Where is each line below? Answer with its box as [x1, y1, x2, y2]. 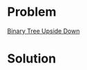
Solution [7, 51, 57, 67]
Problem [7, 4, 57, 20]
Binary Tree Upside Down [7, 27, 80, 35]
